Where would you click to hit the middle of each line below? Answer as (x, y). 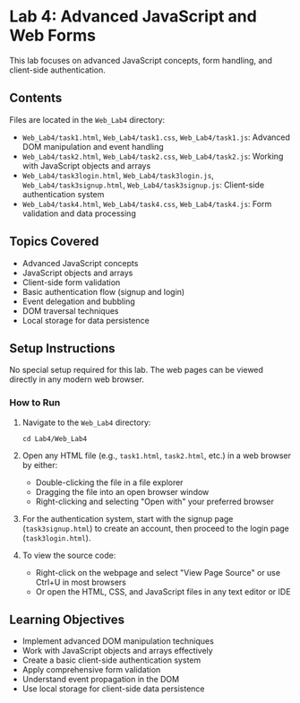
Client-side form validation (71, 282)
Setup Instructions (62, 348)
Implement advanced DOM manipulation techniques (118, 641)
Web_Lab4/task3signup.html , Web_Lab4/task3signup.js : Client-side (143, 185)
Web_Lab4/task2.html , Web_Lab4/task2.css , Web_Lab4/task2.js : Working (153, 156)
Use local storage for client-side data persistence (113, 689)
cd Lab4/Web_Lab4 (55, 438)
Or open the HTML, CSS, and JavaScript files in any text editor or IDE (163, 591)
